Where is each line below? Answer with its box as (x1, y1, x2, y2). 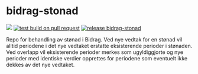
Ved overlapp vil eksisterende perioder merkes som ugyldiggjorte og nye (6, 49, 184, 56)
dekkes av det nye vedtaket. (6, 61, 75, 68)
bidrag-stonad (6, 4, 79, 18)
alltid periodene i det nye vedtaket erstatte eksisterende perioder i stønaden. (6, 42, 193, 49)
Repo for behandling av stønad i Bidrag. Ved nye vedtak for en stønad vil (6, 36, 183, 43)
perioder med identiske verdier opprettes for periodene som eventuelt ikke (6, 54, 188, 62)
